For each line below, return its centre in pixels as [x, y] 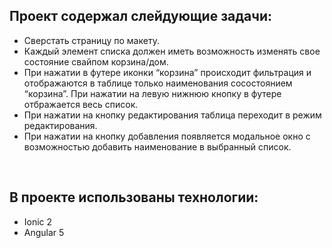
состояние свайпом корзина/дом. [96, 61]
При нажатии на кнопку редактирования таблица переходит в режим [172, 115]
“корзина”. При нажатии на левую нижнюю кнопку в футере [152, 93]
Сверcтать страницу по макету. [91, 40]
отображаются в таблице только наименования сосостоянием [158, 83]
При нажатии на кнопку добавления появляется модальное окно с [167, 136]
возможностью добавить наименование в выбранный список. [157, 146]
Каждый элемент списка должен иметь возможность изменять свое [172, 51]
